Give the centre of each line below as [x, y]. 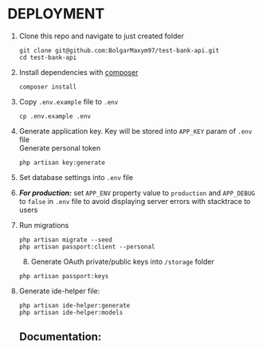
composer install [48, 87]
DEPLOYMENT [56, 14]
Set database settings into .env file [76, 177]
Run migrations [44, 225]
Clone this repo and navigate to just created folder [101, 36]
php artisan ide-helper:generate [75, 305]
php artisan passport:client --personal [87, 247]
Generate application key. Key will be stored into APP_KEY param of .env [135, 131]
